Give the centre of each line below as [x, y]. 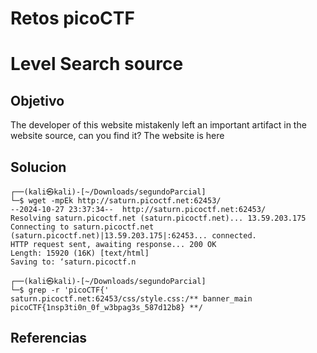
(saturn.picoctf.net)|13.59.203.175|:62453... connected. [133, 236]
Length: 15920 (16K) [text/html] [80, 253]
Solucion [38, 167]
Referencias [49, 338]
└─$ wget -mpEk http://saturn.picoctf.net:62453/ [116, 201]
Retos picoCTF [72, 18]
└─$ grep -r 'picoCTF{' [60, 290]
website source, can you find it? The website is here [117, 136]
